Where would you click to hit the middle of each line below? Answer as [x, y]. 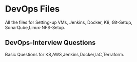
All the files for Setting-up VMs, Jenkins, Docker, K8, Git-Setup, [69, 22]
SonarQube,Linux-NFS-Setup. [35, 27]
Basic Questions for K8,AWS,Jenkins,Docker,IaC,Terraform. [65, 54]
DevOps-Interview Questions [50, 43]
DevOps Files [32, 9]
